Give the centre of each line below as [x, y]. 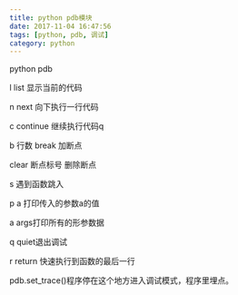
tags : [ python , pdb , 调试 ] [59, 34]
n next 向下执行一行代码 [54, 107]
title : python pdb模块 [51, 18]
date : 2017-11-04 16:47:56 [60, 26]
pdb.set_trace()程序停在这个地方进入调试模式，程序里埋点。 [122, 280]
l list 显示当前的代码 [46, 88]
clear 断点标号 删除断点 [53, 165]
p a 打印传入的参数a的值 [55, 203]
